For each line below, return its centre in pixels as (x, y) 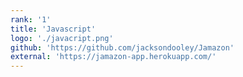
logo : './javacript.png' (62, 38)
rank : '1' (31, 19)
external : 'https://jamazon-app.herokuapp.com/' (113, 57)
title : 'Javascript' (53, 29)
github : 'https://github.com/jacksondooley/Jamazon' (122, 47)
